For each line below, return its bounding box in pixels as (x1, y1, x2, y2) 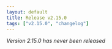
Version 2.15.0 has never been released (6, 37, 106, 45)
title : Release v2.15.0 (6, 15, 67, 21)
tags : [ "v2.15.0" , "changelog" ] (6, 20, 89, 26)
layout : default (6, 9, 48, 15)
